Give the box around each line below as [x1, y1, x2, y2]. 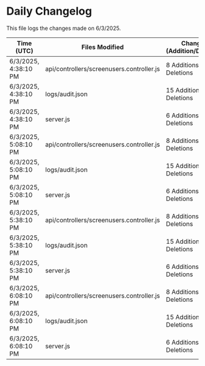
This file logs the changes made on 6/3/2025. [6, 24, 121, 32]
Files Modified [81, 43, 124, 51]
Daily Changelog [6, 4, 93, 18]
